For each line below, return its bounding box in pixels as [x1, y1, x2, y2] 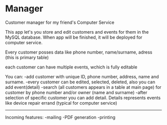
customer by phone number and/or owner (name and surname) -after [5, 89, 148, 95]
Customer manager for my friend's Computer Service [5, 19, 114, 25]
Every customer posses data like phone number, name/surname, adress [5, 49, 153, 55]
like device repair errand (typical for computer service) [5, 100, 118, 106]
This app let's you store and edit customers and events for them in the [5, 29, 149, 35]
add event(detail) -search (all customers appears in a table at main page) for [5, 84, 162, 90]
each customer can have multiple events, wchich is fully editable [5, 64, 138, 70]
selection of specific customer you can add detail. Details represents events [5, 95, 161, 101]
